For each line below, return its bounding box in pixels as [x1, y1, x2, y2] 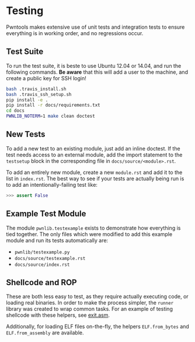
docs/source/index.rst [14, 262, 70, 268]
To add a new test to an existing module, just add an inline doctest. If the [6, 145, 180, 152]
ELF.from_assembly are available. [6, 329, 84, 336]
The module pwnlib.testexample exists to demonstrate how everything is [6, 224, 181, 231]
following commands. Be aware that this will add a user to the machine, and [6, 69, 189, 76]
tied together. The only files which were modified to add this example [6, 230, 173, 238]
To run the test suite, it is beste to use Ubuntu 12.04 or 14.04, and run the [6, 62, 182, 69]
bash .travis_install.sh [6, 86, 67, 92]
